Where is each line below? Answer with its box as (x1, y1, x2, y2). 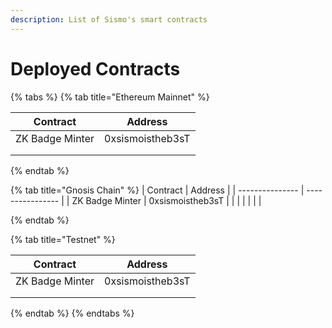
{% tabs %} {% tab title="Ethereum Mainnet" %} (10, 91, 210, 103)
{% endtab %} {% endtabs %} (10, 307, 135, 319)
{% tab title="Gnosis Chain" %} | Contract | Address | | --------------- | (10, 184, 305, 196)
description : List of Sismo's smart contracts (10, 14, 208, 25)
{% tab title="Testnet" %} (10, 233, 116, 245)
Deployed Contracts (10, 57, 181, 80)
